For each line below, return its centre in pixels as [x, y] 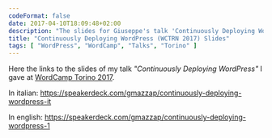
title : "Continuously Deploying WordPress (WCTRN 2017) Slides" [119, 38]
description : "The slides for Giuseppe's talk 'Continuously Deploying [132, 31]
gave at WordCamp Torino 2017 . [62, 77]
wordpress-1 [29, 126]
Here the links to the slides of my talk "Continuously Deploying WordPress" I [136, 69]
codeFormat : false [39, 16]
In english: [25, 117]
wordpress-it [30, 102]
